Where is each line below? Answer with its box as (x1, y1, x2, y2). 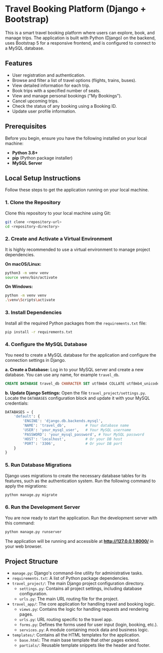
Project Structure (5, 557, 58, 566)
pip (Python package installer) (12, 155, 73, 161)
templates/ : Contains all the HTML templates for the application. (12, 632, 141, 638)
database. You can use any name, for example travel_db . (5, 372, 120, 377)
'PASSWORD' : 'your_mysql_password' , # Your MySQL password (22, 432, 145, 437)
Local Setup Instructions (5, 174, 81, 182)
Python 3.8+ (12, 149, 38, 156)
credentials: (5, 400, 29, 406)
